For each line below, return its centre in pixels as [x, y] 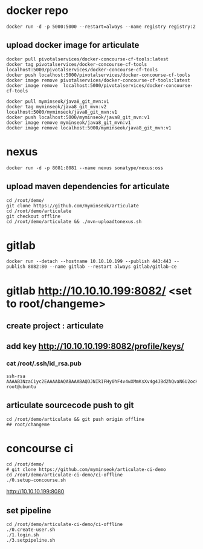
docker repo [37, 11]
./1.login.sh [23, 535]
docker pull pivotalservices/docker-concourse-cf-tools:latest [88, 59]
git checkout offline [34, 216]
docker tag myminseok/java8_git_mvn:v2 [56, 106]
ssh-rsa [16, 376]
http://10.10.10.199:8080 [35, 492]
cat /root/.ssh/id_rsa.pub [44, 363]
